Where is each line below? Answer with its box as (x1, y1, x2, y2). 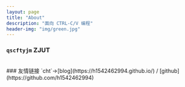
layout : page (6, 9, 40, 15)
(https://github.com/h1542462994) (6, 74, 94, 81)
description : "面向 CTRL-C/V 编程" (6, 20, 93, 26)
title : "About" (6, 15, 45, 21)
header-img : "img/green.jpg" (6, 26, 81, 32)
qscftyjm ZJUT (6, 46, 51, 55)
